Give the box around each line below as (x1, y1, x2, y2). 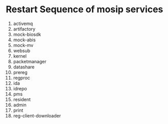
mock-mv (13, 42, 34, 48)
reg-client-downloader (13, 112, 61, 118)
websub (13, 47, 30, 54)
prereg (13, 69, 28, 75)
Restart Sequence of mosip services (6, 4, 163, 15)
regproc (13, 75, 30, 81)
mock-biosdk (13, 31, 41, 37)
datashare (13, 64, 35, 70)
